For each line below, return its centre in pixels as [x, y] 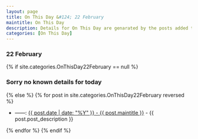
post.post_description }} [44, 119]
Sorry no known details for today [54, 82]
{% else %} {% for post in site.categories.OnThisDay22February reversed [95, 95]
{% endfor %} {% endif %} [39, 130]
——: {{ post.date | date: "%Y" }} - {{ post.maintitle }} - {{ [84, 112]
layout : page [22, 11]
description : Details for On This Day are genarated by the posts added [97, 28]
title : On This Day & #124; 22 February [55, 17]
